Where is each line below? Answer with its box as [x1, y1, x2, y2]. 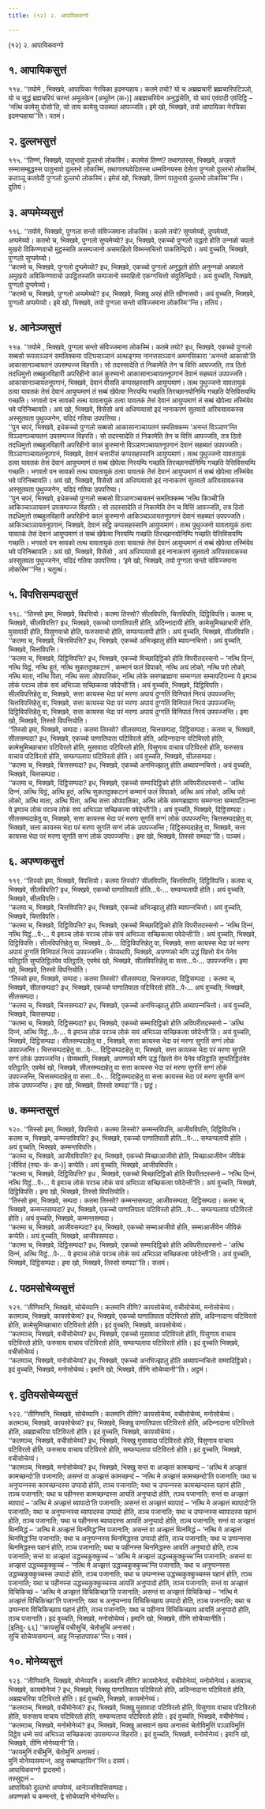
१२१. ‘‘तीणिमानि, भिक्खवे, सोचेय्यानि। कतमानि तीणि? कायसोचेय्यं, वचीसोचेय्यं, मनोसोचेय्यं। [8, 1302, 235, 1312]
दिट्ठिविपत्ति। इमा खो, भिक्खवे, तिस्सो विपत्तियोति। [8, 1187, 130, 1196]
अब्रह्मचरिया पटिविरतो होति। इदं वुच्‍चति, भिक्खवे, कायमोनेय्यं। [8, 1694, 160, 1703]
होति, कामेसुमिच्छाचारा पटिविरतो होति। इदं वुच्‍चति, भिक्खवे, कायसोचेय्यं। [8, 1320, 187, 1330]
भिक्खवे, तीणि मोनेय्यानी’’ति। [8, 1738, 80, 1747]
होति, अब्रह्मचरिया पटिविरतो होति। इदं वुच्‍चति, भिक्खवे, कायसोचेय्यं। [8, 1426, 176, 1436]
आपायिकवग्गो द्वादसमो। [8, 1765, 66, 1774]
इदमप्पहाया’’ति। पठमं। [8, 111, 65, 121]
